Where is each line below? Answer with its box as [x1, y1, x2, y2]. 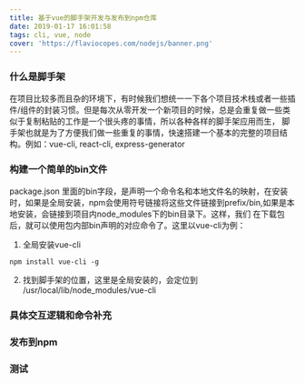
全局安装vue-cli [22, 238, 82, 250]
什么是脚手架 [9, 70, 66, 83]
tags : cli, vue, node [9, 30, 92, 39]
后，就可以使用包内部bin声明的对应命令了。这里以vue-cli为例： [9, 219, 246, 230]
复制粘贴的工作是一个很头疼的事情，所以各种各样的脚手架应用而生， [25, 116, 280, 126]
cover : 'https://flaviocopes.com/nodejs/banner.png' [9, 38, 213, 48]
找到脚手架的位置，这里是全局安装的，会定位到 [22, 274, 198, 285]
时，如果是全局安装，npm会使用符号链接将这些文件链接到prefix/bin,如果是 [9, 197, 288, 207]
